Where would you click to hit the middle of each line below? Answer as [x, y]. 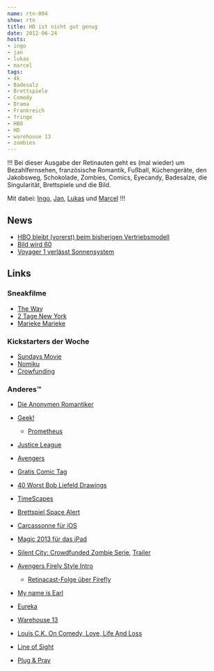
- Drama [18, 104]
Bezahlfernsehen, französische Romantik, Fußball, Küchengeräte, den [107, 170]
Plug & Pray [34, 661]
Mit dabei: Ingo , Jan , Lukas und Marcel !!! [66, 198]
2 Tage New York [42, 316]
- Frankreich [26, 111]
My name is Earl [40, 593]
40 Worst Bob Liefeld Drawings [62, 485]
